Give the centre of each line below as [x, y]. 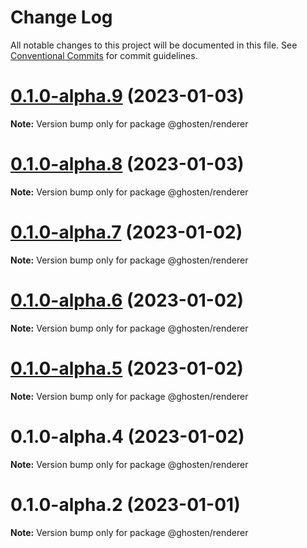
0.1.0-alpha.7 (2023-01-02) [126, 232]
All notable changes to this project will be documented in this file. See [154, 45]
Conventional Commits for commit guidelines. [104, 55]
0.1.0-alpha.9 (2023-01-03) [127, 96]
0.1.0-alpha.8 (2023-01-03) [127, 164]
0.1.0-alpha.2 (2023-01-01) [125, 504]
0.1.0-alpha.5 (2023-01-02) [127, 368]
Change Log [61, 17]
